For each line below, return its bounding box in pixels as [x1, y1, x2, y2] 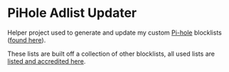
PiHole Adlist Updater [7, 5, 137, 21]
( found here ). [7, 35, 46, 44]
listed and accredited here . [7, 56, 86, 65]
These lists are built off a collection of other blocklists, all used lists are [7, 49, 215, 58]
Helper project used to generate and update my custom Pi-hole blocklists [7, 28, 222, 37]
